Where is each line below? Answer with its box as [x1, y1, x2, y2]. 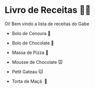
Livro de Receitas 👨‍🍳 [4, 4, 91, 16]
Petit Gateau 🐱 [11, 69, 43, 75]
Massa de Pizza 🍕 [11, 49, 49, 55]
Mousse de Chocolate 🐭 [11, 59, 63, 65]
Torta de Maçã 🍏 [11, 78, 48, 84]
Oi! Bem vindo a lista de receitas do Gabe [4, 21, 90, 27]
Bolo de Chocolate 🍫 [11, 40, 54, 46]
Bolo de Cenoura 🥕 [11, 30, 51, 36]
